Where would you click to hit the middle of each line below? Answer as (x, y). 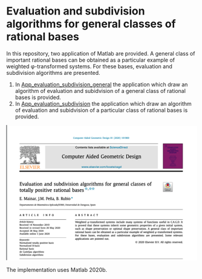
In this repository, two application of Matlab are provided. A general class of (101, 53)
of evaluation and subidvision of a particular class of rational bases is (101, 110)
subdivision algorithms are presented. (54, 72)
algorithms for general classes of (91, 24)
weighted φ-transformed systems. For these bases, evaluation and (89, 66)
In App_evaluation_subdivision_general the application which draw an (101, 84)
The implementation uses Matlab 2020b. (57, 269)
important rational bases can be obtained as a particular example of (91, 60)
